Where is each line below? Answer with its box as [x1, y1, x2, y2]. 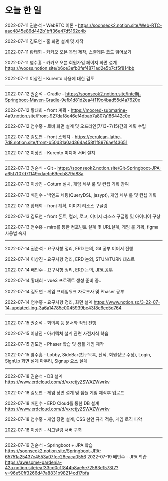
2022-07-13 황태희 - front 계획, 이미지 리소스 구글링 [5, 202, 108, 209]
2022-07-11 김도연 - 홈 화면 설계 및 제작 [5, 38, 84, 44]
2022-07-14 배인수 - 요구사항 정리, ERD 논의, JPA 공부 [5, 267, 113, 273]
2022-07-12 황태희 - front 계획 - [5, 107, 70, 113]
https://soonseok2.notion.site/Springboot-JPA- [5, 448, 102, 454]
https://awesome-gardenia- [5, 459, 62, 465]
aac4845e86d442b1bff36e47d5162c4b [5, 28, 86, 34]
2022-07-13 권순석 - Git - [5, 165, 56, 171]
